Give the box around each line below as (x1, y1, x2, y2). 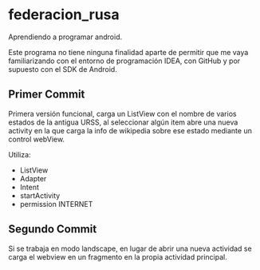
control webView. (8, 134, 65, 144)
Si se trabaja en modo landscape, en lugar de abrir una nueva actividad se (8, 244, 253, 253)
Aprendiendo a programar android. (8, 32, 122, 42)
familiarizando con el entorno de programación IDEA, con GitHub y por (8, 56, 241, 66)
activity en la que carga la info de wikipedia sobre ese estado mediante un (8, 125, 253, 135)
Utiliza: (8, 149, 31, 159)
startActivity (19, 190, 61, 201)
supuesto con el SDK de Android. (8, 64, 117, 73)
